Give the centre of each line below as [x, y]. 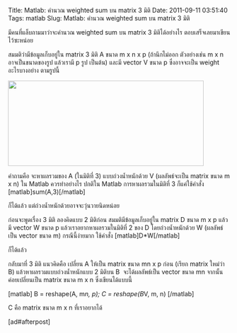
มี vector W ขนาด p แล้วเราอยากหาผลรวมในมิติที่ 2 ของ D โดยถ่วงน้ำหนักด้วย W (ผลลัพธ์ [116, 228]
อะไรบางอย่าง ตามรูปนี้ [34, 70]
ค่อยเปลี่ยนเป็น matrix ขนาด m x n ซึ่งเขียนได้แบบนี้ [70, 280]
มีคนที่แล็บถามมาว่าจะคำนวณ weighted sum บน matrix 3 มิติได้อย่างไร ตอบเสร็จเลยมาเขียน [119, 32]
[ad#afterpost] [29, 322]
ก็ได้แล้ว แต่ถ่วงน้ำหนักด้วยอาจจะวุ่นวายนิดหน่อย [64, 205]
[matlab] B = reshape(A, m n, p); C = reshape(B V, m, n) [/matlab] [101, 294]
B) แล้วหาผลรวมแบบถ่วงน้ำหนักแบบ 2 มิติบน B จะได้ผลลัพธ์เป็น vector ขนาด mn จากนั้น [116, 272]
